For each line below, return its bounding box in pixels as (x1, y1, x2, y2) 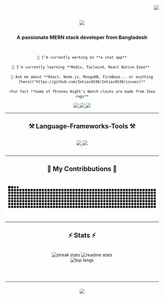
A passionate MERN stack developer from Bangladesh (17, 34, 147, 41)
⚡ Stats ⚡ (68, 231, 96, 239)
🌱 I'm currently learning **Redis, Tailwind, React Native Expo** (12, 65, 150, 70)
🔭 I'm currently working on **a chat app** (37, 55, 127, 60)
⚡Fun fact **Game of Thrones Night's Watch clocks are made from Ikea (9, 89, 155, 94)
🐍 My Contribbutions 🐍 (47, 164, 117, 173)
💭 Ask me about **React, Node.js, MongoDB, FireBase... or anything (11, 75, 153, 80)
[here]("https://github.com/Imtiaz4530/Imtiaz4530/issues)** (19, 80, 145, 84)
